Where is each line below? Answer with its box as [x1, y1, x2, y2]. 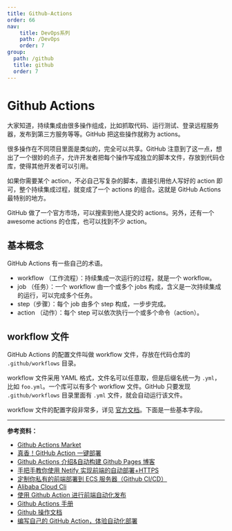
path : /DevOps [19, 36, 60, 43]
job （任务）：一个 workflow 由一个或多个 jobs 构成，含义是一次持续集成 [17, 283, 222, 291]
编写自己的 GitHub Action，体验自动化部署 [17, 516, 138, 525]
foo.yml [20, 384, 43, 391]
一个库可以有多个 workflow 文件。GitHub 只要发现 [48, 382, 191, 391]
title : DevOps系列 [19, 29, 70, 37]
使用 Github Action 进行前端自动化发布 [17, 491, 126, 499]
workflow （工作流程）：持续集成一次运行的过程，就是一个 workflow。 [17, 274, 216, 282]
